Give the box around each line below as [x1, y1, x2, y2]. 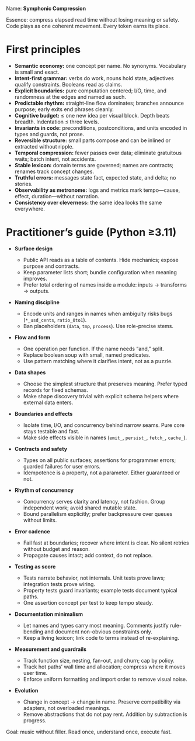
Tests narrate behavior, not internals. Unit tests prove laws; [23, 574, 165, 581]
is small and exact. [14, 68, 60, 75]
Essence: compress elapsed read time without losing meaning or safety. [6, 16, 180, 23]
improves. [23, 275, 48, 282]
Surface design [14, 245, 53, 252]
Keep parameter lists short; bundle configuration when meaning [23, 268, 177, 275]
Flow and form [14, 333, 51, 341]
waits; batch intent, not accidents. [14, 155, 96, 163]
